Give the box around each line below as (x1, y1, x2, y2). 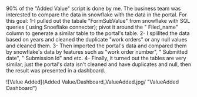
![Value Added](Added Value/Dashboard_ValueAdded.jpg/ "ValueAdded (6, 78, 179, 85)
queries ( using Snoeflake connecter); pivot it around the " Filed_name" (6, 23, 178, 30)
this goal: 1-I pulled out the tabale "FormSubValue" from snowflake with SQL (6, 18, 191, 24)
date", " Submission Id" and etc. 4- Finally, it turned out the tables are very (6, 55, 186, 61)
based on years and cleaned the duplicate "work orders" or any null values (6, 36, 188, 43)
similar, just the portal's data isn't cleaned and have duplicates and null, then (6, 61, 192, 68)
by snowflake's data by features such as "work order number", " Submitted (6, 49, 188, 55)
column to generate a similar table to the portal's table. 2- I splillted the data (6, 30, 190, 37)
